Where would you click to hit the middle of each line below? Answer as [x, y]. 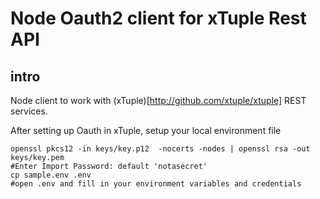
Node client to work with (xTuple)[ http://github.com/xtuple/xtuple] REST [158, 100]
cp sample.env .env [51, 175]
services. [29, 111]
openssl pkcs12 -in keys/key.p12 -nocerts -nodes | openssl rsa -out [160, 149]
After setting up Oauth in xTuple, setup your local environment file [146, 130]
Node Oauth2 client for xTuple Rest [158, 18]
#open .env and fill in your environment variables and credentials [156, 184]
